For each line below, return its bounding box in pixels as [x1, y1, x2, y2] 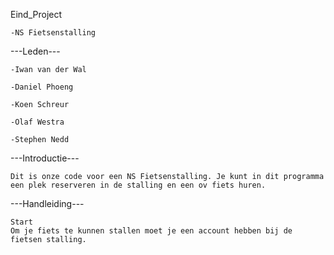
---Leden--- [10, 45, 61, 57]
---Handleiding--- [10, 198, 85, 209]
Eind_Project [10, 9, 63, 20]
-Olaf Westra [10, 117, 65, 127]
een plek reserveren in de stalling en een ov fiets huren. [10, 180, 267, 190]
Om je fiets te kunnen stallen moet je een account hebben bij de [10, 226, 293, 236]
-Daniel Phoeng [10, 82, 74, 92]
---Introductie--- [10, 152, 80, 164]
